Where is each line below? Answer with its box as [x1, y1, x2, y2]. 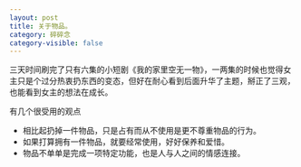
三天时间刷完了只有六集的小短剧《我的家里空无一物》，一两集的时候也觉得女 [9, 64, 292, 75]
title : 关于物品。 [9, 22, 73, 31]
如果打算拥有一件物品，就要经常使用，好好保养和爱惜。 [22, 136, 229, 147]
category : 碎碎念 [9, 30, 71, 39]
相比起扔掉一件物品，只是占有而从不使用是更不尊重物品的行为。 [22, 125, 261, 136]
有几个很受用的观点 [9, 106, 82, 117]
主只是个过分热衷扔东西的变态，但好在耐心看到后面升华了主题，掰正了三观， [9, 76, 296, 87]
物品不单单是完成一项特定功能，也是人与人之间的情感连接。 [22, 148, 246, 159]
